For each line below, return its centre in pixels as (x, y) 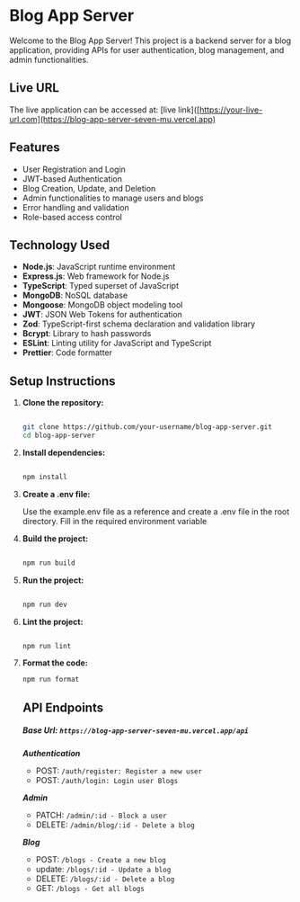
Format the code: (55, 663)
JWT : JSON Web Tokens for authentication (102, 315)
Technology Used (60, 245)
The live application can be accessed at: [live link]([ (105, 110)
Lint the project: (53, 621)
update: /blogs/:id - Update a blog (103, 869)
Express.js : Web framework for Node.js (96, 276)
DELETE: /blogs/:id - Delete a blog (105, 879)
